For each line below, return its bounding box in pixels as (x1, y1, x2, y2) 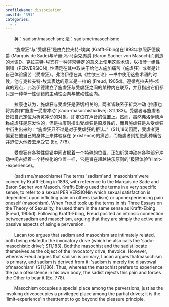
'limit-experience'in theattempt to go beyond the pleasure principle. (5, 296, 145, 302)
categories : (5, 17, 30, 22)
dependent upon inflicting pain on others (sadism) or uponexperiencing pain (5, 195, 163, 201)
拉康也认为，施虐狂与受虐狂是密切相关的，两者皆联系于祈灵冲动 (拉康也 (14, 101, 162, 107)
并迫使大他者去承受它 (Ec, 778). (5, 139, 71, 145)
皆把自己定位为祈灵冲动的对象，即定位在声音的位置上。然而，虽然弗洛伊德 (5, 114, 159, 120)
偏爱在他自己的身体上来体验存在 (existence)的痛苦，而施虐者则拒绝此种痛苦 (5, 133, 162, 139)
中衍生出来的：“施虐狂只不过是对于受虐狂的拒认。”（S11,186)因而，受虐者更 (5, 126, 160, 132)
